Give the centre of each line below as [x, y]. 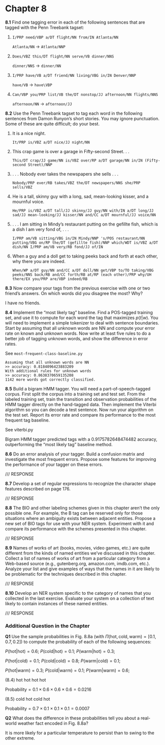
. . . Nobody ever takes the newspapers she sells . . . [65, 174]
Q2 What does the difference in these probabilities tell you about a [72, 718]
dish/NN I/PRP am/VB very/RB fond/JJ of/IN [58, 247]
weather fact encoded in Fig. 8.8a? [53, 723]
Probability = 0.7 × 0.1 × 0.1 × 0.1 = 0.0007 [47, 709]
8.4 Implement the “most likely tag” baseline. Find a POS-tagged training [79, 312]
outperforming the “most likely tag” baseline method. [59, 444]
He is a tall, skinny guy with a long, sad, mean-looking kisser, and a [80, 196]
